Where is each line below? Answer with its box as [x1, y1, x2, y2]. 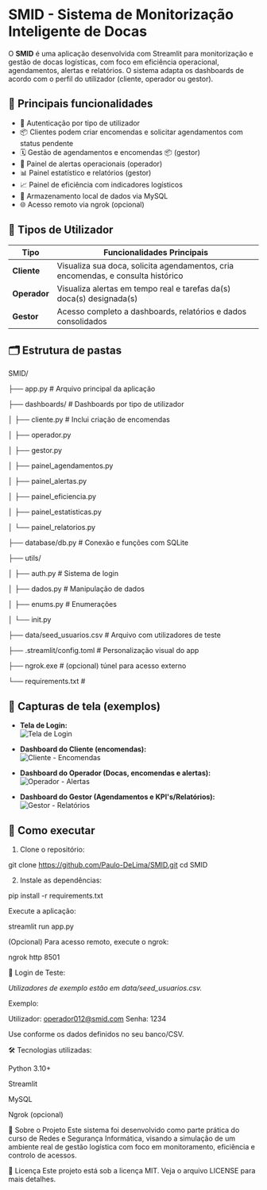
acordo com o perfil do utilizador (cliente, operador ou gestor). [8, 74, 214, 83]
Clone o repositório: [19, 844, 85, 854]
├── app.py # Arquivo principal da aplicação [8, 384, 156, 394]
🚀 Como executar [8, 824, 95, 837]
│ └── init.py [8, 615, 52, 624]
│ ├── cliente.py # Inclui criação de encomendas [8, 415, 171, 424]
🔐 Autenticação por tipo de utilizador [19, 118, 141, 128]
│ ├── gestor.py [8, 446, 62, 455]
